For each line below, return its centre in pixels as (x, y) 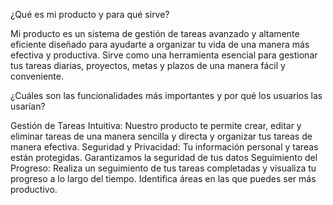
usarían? (28, 106)
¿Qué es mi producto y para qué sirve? (90, 14)
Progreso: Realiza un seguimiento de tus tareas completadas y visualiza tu (163, 168)
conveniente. (37, 76)
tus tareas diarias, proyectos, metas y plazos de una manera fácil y (148, 65)
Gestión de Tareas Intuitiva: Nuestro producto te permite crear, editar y (156, 125)
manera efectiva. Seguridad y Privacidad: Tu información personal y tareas (164, 147)
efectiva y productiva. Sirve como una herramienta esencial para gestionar (164, 55)
